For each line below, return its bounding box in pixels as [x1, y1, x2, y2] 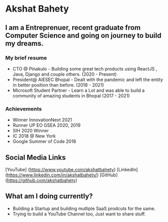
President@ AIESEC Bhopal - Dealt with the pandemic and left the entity [12, 77, 163, 83]
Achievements [5, 105, 42, 112]
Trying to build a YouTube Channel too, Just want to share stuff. [12, 211, 146, 217]
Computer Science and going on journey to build [5, 31, 161, 40]
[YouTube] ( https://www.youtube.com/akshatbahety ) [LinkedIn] [5, 166, 138, 172]
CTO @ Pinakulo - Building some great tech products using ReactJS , [12, 65, 157, 71]
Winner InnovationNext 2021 [12, 117, 73, 123]
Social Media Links [5, 153, 66, 162]
